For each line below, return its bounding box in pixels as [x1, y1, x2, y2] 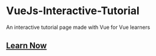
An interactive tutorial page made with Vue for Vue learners [6, 24, 150, 31]
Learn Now [6, 41, 47, 51]
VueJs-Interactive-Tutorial [6, 4, 140, 18]
